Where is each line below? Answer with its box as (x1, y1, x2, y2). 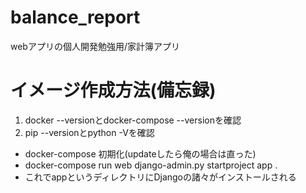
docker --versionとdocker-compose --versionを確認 (24, 114, 242, 126)
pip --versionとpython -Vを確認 (24, 126, 155, 138)
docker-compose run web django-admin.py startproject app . (24, 159, 278, 171)
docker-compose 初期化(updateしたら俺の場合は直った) (24, 147, 257, 160)
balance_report (10, 6, 141, 29)
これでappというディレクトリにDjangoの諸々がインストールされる (24, 171, 297, 183)
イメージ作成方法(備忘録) (10, 79, 217, 102)
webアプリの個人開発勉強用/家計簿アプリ (10, 40, 180, 52)
